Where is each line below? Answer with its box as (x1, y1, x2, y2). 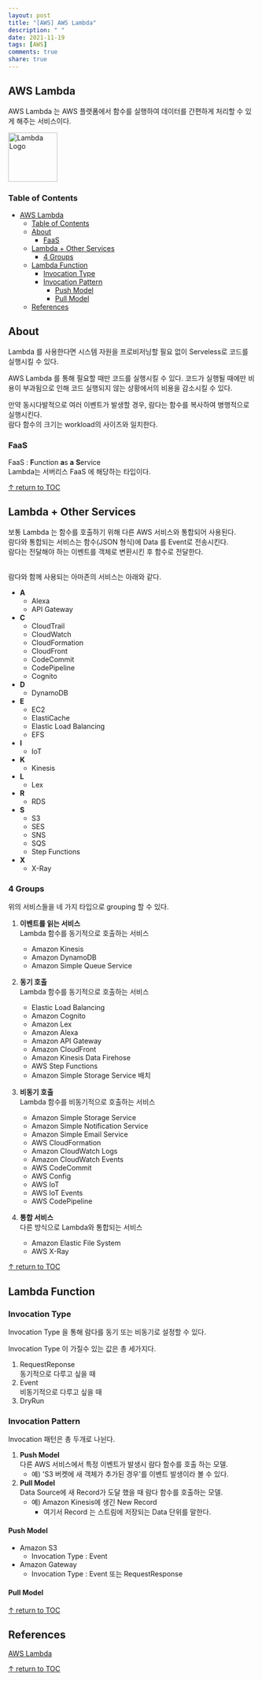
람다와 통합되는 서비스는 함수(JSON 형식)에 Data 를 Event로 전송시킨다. (8, 536, 229, 547)
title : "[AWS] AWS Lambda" (8, 19, 97, 27)
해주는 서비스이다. (16, 116, 72, 126)
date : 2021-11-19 (8, 33, 65, 42)
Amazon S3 (19, 1543, 57, 1553)
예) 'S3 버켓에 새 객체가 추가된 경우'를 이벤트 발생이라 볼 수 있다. (31, 1469, 230, 1479)
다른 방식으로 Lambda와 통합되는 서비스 (19, 1222, 143, 1232)
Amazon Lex (31, 1019, 72, 1029)
